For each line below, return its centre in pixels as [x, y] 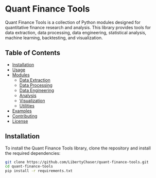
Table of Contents [33, 53]
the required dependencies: [33, 153]
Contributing [25, 116]
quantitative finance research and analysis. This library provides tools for [78, 27]
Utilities [27, 105]
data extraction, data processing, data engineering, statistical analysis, [76, 32]
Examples [22, 111]
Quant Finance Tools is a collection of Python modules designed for [73, 22]
